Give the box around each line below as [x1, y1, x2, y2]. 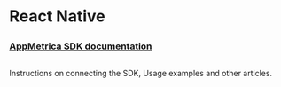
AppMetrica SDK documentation [9, 40, 152, 52]
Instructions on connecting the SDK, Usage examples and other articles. [9, 68, 273, 79]
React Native [9, 6, 106, 27]
